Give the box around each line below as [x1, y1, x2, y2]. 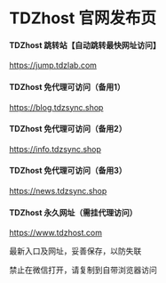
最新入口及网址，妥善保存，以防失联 [9, 246, 142, 256]
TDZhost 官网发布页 [9, 8, 157, 28]
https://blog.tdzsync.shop [9, 101, 104, 112]
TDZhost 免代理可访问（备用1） [9, 81, 126, 92]
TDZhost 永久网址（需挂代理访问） [9, 206, 138, 218]
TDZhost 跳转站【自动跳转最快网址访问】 [9, 39, 162, 50]
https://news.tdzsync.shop [9, 186, 107, 196]
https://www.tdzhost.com [9, 228, 102, 239]
